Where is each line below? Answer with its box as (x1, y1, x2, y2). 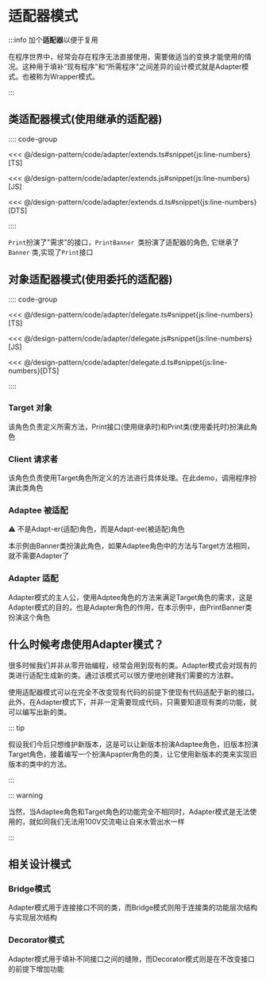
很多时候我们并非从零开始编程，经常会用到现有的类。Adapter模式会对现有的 (8, 660, 257, 670)
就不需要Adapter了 (8, 551, 70, 560)
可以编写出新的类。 (8, 707, 71, 717)
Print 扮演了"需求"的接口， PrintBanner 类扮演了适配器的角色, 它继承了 (8, 237, 240, 247)
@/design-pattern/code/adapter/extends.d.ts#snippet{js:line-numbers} (23, 197, 257, 206)
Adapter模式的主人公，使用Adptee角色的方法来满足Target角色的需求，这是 (8, 592, 253, 602)
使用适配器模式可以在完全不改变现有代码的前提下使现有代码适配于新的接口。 (8, 687, 259, 697)
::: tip (8, 723, 25, 733)
